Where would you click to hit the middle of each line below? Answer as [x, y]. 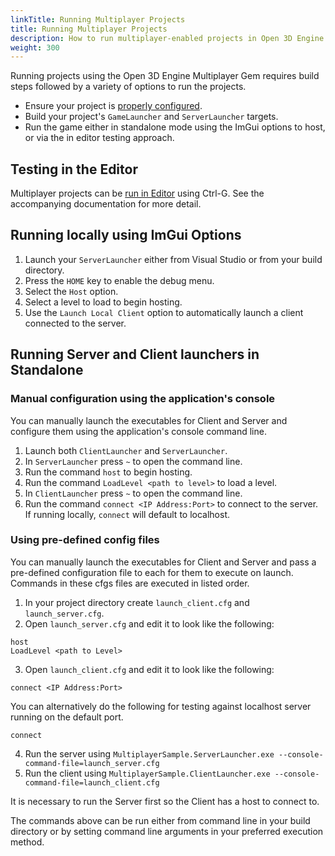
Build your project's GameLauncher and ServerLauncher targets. [151, 117]
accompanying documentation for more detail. [106, 204]
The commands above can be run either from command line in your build [160, 820]
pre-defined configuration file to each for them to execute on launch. [152, 572]
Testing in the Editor [74, 169]
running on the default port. [67, 717]
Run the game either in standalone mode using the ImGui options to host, [175, 127]
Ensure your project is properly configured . [113, 106]
